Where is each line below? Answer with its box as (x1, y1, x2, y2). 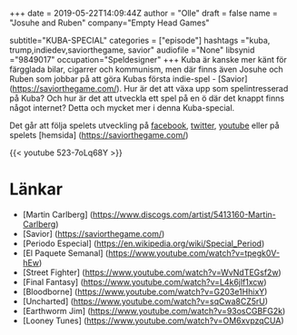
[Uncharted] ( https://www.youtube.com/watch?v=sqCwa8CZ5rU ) (22, 295, 269, 307)
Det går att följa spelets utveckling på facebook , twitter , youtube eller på (9, 120, 280, 131)
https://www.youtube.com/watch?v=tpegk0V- (107, 247, 280, 258)
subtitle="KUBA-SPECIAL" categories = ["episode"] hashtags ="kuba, (9, 35, 271, 45)
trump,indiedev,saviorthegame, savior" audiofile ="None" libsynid (9, 44, 255, 55)
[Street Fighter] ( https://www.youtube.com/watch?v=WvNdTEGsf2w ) (22, 267, 282, 278)
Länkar (9, 179, 64, 200)
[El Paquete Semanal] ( (22, 247, 109, 258)
